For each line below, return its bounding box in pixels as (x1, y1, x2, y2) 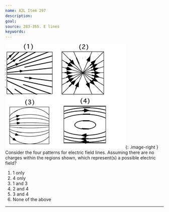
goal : (5, 19, 17, 24)
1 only (12, 170, 25, 176)
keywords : (5, 29, 26, 35)
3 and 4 (12, 191, 29, 197)
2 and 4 (12, 186, 29, 192)
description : (5, 13, 33, 19)
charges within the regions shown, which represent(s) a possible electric (5, 155, 156, 161)
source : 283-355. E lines (5, 24, 59, 29)
